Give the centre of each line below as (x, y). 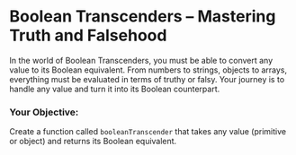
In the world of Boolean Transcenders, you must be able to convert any (141, 60)
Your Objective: (44, 112)
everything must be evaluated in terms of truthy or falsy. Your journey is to (147, 79)
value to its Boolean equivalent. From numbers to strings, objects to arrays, (148, 70)
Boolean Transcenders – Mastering (143, 17)
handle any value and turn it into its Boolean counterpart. (115, 89)
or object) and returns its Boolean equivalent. (93, 142)
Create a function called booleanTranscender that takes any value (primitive (148, 132)
